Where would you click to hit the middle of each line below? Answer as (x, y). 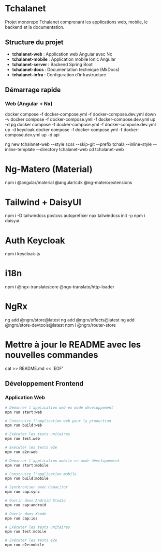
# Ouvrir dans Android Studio (36, 501)
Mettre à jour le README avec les (73, 345)
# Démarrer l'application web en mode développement (59, 408)
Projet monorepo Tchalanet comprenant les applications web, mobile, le (76, 22)
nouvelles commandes (52, 355)
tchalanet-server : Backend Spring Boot (52, 64)
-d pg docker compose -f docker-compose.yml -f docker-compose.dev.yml (81, 125)
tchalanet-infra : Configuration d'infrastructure (59, 75)
